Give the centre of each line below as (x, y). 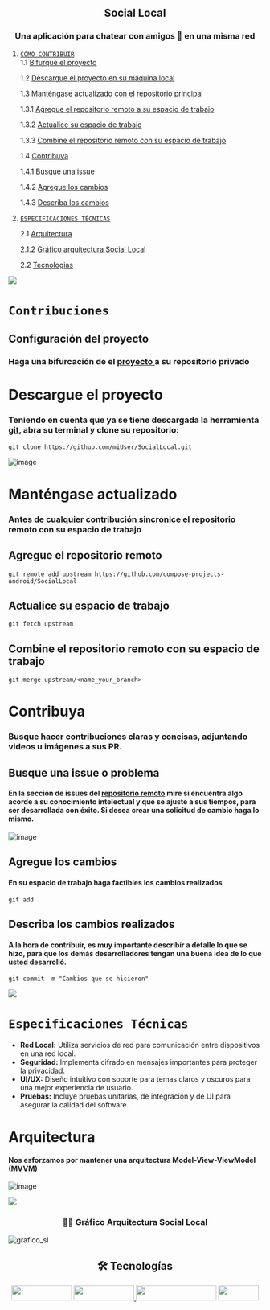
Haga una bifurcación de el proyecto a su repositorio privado (129, 362)
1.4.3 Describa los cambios (65, 202)
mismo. (21, 819)
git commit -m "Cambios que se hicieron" (79, 979)
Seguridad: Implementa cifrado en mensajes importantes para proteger (139, 1062)
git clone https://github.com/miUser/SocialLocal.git (100, 447)
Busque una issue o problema (84, 772)
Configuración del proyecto (79, 339)
